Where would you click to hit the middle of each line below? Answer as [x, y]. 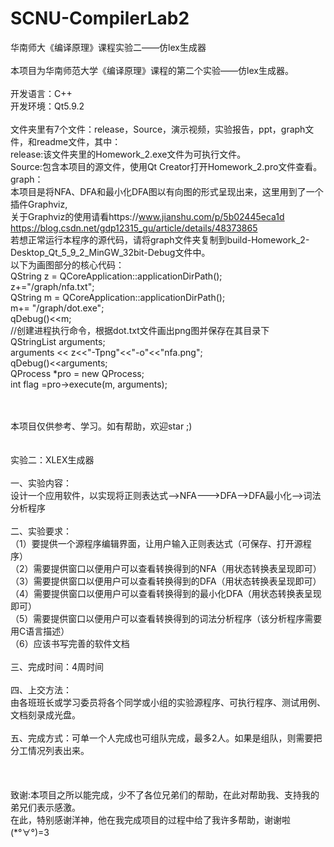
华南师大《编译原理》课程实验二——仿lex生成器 [108, 47]
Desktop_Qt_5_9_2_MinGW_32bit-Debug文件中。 [110, 252]
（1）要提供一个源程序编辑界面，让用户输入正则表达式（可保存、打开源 [156, 543]
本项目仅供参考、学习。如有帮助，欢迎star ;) [101, 426]
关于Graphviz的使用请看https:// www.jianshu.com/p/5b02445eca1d [147, 216]
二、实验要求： [41, 531]
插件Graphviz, [39, 204]
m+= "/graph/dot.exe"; [57, 308]
